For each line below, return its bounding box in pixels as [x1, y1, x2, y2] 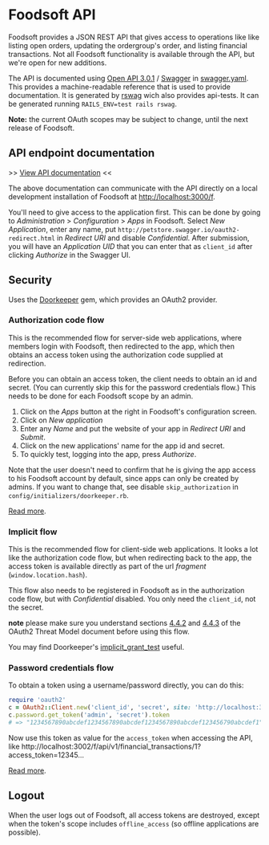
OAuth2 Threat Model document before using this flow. [8, 627, 190, 636]
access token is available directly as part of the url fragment [8, 561, 207, 571]
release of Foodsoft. [8, 123, 74, 133]
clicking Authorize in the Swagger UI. [8, 250, 130, 259]
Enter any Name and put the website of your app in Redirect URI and [19, 423, 246, 433]
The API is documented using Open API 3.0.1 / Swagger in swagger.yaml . [8, 73, 249, 83]
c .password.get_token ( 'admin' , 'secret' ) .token [8, 711, 171, 720]
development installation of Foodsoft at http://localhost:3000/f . [8, 191, 216, 202]
